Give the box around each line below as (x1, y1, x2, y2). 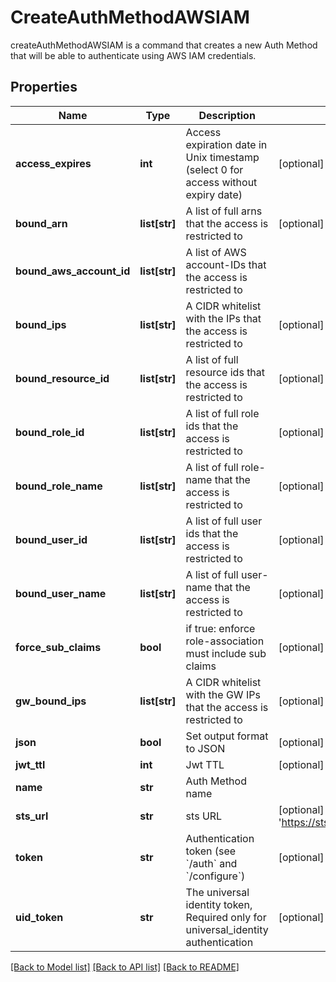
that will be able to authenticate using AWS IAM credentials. (10, 49, 257, 61)
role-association (185, 634, 265, 648)
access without (185, 175, 258, 189)
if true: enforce (185, 621, 256, 635)
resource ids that (185, 365, 266, 379)
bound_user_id (15, 532, 88, 546)
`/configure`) (185, 869, 246, 883)
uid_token (15, 910, 64, 924)
